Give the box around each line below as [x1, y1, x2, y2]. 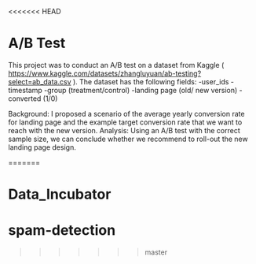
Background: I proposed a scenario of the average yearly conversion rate [8, 109, 245, 118]
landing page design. [8, 142, 76, 152]
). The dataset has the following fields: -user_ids [72, 76, 229, 86]
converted [8, 94, 42, 103]
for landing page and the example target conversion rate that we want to [8, 117, 243, 127]
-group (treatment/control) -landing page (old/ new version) [44, 85, 238, 95]
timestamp [8, 85, 43, 95]
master [144, 247, 167, 257]
